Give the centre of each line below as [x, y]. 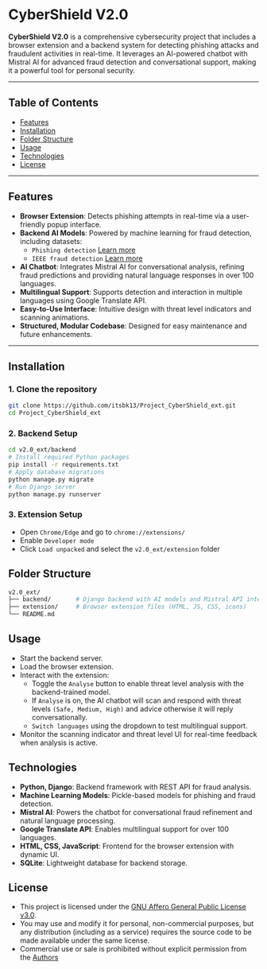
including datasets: [51, 241]
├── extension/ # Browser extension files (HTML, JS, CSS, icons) [128, 607]
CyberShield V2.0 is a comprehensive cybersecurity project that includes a [132, 37]
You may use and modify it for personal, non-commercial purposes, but [137, 924]
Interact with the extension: [64, 675]
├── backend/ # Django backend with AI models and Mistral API [126, 599]
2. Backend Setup [43, 433]
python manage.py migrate [51, 479]
